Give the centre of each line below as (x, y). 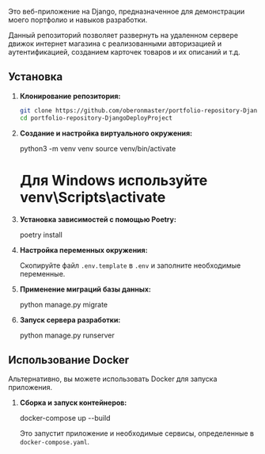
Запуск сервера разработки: (70, 319)
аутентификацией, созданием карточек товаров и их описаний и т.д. (125, 52)
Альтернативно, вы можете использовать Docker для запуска (113, 379)
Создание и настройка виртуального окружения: (106, 133)
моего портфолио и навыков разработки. (78, 20)
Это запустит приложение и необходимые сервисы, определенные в (137, 433)
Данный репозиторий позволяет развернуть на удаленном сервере (123, 35)
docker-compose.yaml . (54, 442)
